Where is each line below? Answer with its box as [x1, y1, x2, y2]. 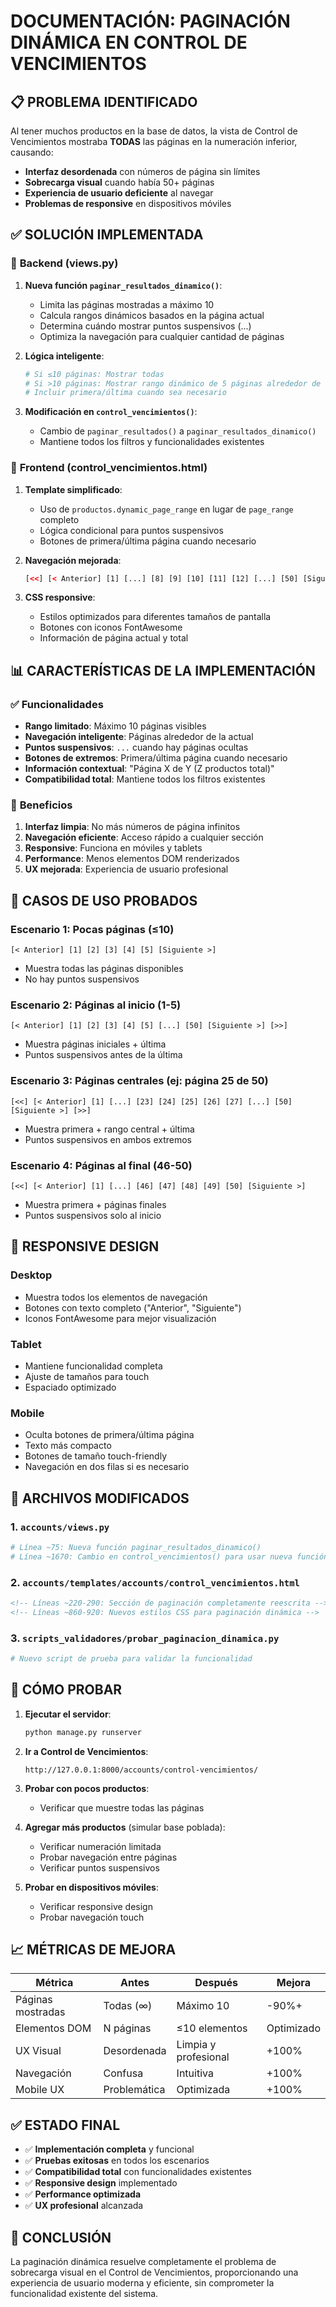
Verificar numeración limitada [39, 1840, 162, 1852]
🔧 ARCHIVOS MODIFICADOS [10, 1490, 190, 1507]
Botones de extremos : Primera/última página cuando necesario [24, 752, 288, 764]
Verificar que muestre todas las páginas [39, 1801, 205, 1814]
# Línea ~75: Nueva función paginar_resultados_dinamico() [10, 1543, 262, 1553]
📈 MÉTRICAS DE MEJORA [10, 1941, 177, 1959]
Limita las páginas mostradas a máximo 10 [39, 298, 215, 310]
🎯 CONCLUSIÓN [10, 2229, 112, 2246]
